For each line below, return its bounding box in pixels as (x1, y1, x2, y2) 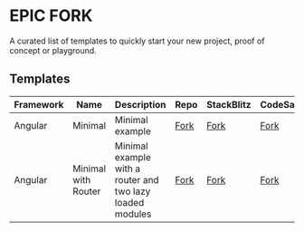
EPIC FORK (9, 5, 93, 26)
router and (114, 173, 160, 186)
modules (114, 208, 152, 220)
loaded (114, 196, 145, 208)
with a (114, 162, 141, 175)
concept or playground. (9, 44, 97, 55)
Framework (14, 98, 64, 111)
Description (114, 98, 166, 111)
